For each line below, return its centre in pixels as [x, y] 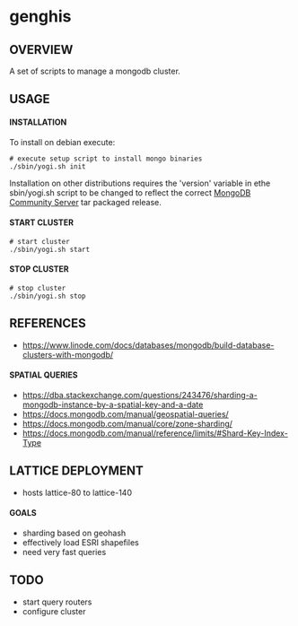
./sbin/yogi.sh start [50, 249]
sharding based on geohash [74, 533]
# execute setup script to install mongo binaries [106, 159]
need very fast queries [64, 552]
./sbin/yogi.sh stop [48, 296]
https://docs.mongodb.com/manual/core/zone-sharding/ [127, 424]
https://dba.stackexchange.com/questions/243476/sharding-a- [140, 396]
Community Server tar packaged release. [85, 202]
